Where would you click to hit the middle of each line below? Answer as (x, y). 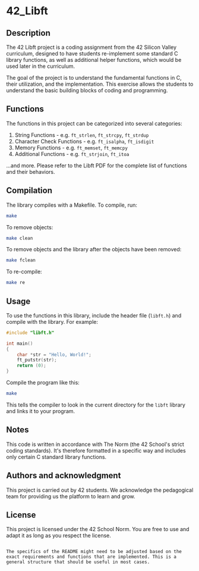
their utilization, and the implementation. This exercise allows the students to (100, 84)
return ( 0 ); (31, 366)
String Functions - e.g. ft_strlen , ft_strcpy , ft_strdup (82, 135)
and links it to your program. (41, 411)
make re (16, 283)
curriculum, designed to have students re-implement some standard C (92, 54)
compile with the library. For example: (52, 322)
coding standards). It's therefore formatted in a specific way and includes (96, 450)
